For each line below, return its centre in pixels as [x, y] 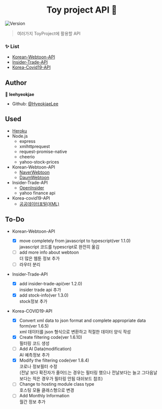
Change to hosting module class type [57, 384]
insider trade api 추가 [40, 290]
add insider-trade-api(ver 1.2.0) [51, 283]
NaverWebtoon [35, 172]
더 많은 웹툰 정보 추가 [39, 258]
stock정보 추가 [33, 301]
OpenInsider [32, 187]
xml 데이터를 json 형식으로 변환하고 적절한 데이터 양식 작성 [75, 332]
